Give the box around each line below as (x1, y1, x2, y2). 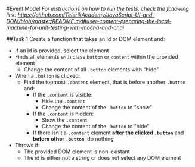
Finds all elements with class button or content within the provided (14, 53, 179, 60)
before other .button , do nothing (32, 136, 114, 142)
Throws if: (14, 142, 40, 149)
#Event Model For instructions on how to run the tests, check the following (6, 5, 189, 12)
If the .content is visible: (32, 92, 93, 98)
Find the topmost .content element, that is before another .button (23, 78, 186, 86)
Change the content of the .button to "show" (41, 104, 153, 111)
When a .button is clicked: (14, 73, 81, 79)
